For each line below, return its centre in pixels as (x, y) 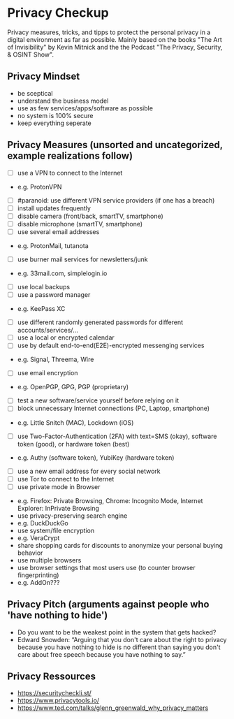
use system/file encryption (56, 530)
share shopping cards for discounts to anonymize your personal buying (120, 545)
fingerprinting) (38, 575)
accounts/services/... (47, 331)
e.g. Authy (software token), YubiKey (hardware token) (96, 457)
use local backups (44, 287)
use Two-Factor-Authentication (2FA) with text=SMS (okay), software (117, 436)
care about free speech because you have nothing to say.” (102, 654)
